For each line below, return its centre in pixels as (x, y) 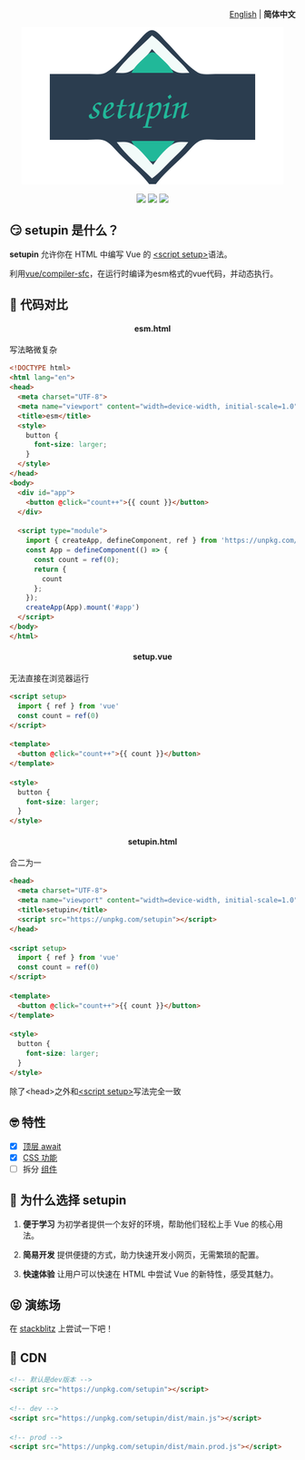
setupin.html (152, 841)
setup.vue (152, 656)
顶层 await (42, 1146)
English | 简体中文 (262, 14)
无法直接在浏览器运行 (49, 678)
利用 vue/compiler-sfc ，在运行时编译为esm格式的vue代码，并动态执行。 (144, 273)
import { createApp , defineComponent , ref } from (122, 541)
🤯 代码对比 (39, 305)
